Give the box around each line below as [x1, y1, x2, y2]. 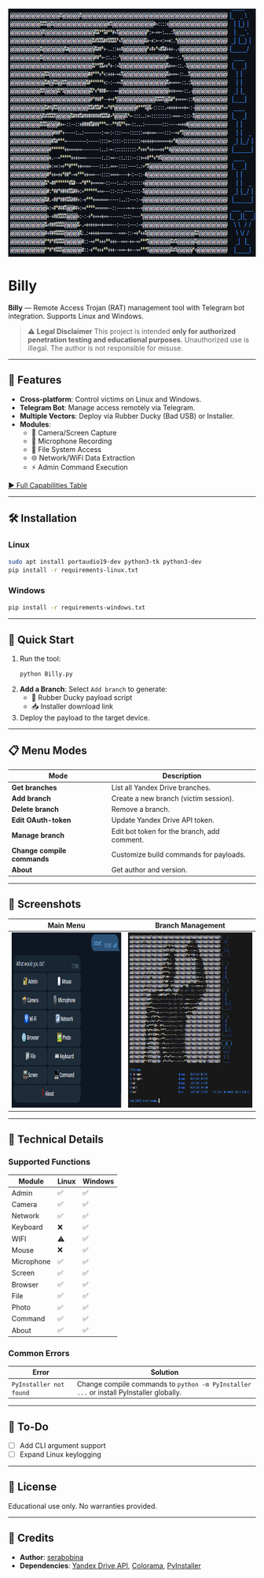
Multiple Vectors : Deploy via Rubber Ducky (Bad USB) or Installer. [19, 411, 235, 420]
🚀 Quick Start [8, 633, 75, 646]
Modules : [19, 419, 51, 429]
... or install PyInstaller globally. [76, 1387, 182, 1397]
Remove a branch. [111, 805, 170, 814]
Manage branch [11, 831, 65, 840]
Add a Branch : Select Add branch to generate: [19, 684, 167, 694]
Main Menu [47, 920, 86, 930]
